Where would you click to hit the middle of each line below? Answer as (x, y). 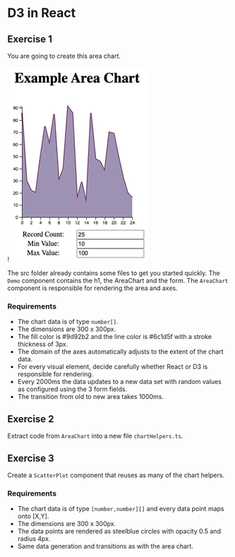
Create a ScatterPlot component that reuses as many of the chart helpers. (116, 475)
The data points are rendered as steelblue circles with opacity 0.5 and (119, 532)
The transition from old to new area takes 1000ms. (91, 397)
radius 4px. (34, 539)
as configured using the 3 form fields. (72, 389)
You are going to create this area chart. (64, 56)
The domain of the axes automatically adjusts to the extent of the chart (120, 352)
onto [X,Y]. (33, 516)
